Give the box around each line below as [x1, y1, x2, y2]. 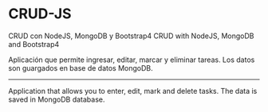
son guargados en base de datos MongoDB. [8, 63, 153, 72]
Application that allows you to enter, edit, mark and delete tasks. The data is [8, 86, 258, 95]
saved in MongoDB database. [8, 95, 105, 104]
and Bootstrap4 [8, 39, 60, 48]
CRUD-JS [8, 5, 72, 23]
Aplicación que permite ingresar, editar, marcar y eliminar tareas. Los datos [8, 55, 255, 64]
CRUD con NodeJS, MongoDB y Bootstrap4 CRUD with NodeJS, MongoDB [8, 31, 254, 41]
